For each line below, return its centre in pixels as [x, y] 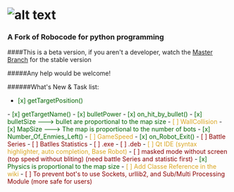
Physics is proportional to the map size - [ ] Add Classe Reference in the [112, 167]
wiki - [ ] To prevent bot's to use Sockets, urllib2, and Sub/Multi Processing [116, 174]
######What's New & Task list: [53, 87]
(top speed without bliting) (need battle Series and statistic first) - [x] [107, 159]
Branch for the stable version [49, 60]
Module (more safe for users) [50, 181]
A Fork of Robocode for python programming [86, 37]
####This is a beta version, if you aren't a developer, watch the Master [110, 52]
